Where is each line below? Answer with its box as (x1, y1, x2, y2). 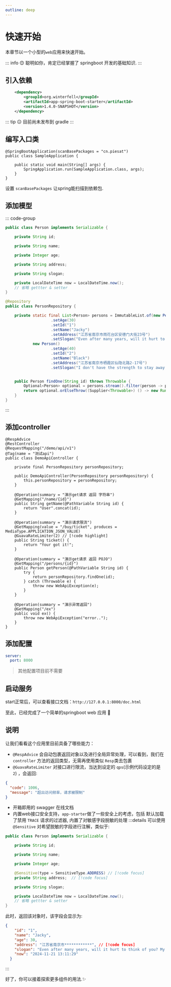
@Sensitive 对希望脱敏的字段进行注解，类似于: (12, 823, 110, 830)
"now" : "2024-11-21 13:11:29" (14, 951, 79, 957)
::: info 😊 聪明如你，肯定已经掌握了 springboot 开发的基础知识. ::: (5, 60, 142, 66)
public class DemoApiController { (5, 456, 79, 461)
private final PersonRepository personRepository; (14, 464, 124, 469)
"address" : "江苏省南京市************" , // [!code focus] (14, 942, 135, 947)
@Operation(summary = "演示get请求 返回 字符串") (14, 492, 115, 497)
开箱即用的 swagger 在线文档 (12, 805, 74, 811)
